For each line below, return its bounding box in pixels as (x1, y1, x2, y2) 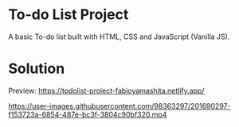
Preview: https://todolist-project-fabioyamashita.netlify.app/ (8, 86, 205, 95)
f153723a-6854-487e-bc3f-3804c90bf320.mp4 (8, 110, 167, 119)
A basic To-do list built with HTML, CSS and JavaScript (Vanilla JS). (8, 32, 230, 41)
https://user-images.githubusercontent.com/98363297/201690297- (8, 101, 231, 110)
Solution (8, 60, 65, 78)
